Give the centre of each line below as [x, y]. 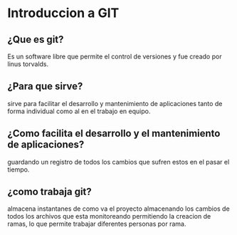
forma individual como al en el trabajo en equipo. [79, 111]
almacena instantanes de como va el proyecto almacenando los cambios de [118, 209]
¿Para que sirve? [45, 87]
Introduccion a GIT [63, 13]
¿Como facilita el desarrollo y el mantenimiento [114, 134]
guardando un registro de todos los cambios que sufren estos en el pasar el [118, 162]
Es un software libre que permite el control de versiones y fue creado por [115, 56]
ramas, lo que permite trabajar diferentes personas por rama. [97, 224]
